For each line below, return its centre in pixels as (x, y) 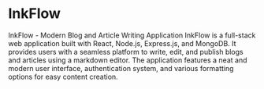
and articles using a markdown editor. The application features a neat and (128, 60)
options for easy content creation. (63, 77)
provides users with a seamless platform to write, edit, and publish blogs (126, 52)
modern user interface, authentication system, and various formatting (121, 68)
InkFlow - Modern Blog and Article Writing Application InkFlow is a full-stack (132, 35)
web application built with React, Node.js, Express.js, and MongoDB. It (122, 43)
